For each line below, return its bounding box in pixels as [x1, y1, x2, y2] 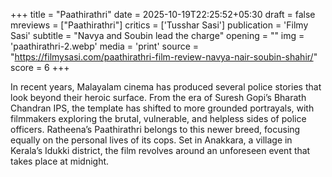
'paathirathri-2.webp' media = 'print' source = [10, 40, 200, 52]
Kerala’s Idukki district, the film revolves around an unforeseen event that [10, 145, 311, 156]
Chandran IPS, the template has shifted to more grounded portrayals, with [10, 102, 315, 114]
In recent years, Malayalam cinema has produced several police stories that [10, 81, 322, 93]
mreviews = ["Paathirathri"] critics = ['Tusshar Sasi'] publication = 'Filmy [10, 19, 309, 31]
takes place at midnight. [10, 155, 110, 167]
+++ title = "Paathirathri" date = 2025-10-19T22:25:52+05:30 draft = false [10, 9, 316, 20]
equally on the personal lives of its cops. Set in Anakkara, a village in [10, 134, 293, 146]
